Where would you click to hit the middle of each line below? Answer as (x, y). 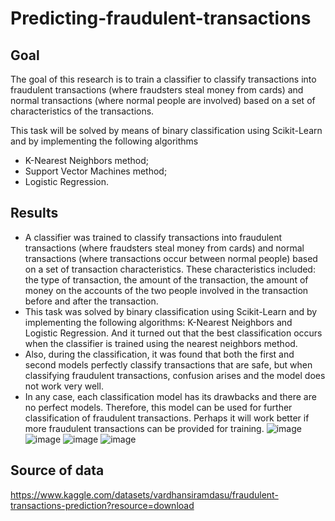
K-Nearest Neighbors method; (86, 160)
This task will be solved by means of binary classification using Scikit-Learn (166, 130)
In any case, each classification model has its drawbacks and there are (170, 396)
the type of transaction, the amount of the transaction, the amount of (166, 279)
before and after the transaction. (91, 301)
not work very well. (64, 386)
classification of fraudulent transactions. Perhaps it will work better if (167, 418)
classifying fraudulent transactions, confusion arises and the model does (175, 375)
